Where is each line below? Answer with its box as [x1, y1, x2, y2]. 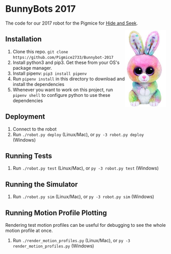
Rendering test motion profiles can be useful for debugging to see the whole [5, 222, 166, 228]
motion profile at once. [5, 227, 53, 234]
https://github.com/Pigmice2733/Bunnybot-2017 [12, 55, 114, 60]
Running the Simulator [5, 180, 78, 188]
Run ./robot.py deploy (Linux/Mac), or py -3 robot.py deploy [12, 131, 144, 137]
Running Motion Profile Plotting [5, 208, 107, 217]
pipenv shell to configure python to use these [12, 92, 111, 98]
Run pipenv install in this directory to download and [12, 75, 125, 82]
